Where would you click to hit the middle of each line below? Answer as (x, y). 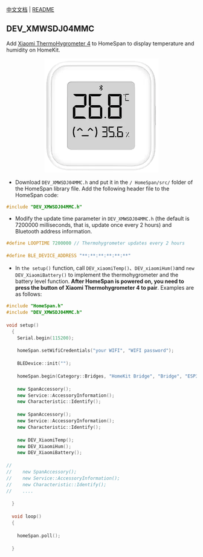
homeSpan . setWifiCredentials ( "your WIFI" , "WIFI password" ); (95, 351)
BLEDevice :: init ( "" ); (44, 363)
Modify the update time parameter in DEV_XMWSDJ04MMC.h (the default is (102, 218)
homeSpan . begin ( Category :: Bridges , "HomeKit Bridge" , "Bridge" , (100, 376)
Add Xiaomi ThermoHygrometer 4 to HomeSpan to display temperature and (100, 43)
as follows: (28, 294)
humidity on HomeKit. (33, 50)
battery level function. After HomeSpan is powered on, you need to (99, 281)
